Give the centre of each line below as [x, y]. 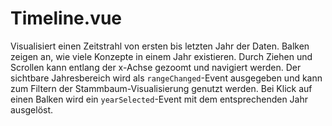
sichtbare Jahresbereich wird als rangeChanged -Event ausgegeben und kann [166, 78]
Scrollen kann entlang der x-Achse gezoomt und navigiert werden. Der [156, 67]
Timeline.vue [66, 18]
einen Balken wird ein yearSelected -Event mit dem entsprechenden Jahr [159, 99]
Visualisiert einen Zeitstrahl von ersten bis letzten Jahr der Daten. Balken [160, 46]
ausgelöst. [32, 109]
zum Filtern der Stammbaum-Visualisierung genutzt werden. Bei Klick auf [161, 88]
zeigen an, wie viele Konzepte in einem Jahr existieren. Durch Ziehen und [161, 56]
